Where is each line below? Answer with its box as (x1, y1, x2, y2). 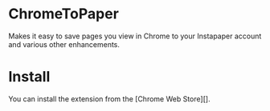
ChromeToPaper (8, 5, 119, 23)
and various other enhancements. (8, 39, 121, 49)
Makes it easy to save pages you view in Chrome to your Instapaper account (8, 31, 262, 41)
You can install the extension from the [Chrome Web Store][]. (8, 93, 211, 104)
